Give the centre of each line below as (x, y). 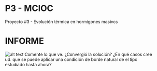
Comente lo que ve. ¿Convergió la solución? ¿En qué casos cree (88, 54)
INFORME (25, 41)
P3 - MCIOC (29, 8)
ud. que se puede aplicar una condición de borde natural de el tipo (71, 59)
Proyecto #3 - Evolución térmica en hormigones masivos (62, 22)
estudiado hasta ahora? (28, 64)
